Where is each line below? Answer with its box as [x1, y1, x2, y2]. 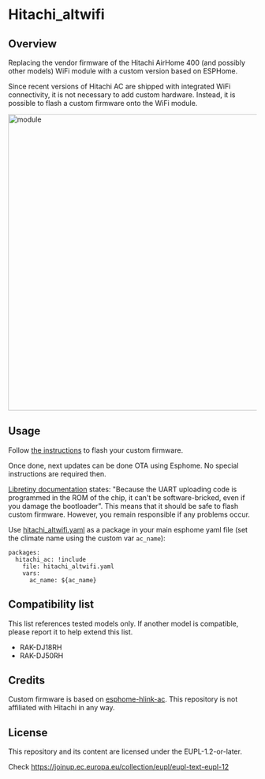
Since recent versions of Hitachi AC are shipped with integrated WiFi [8, 81, 231, 91]
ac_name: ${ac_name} [28, 576, 97, 584]
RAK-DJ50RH [19, 650, 64, 660]
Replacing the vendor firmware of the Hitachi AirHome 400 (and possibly [8, 58, 246, 67]
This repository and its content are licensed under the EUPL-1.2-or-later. [8, 747, 243, 756]
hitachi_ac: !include [15, 555, 87, 563]
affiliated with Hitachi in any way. [8, 703, 116, 713]
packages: [8, 548, 41, 556]
